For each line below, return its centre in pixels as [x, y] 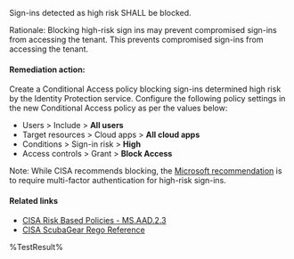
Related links [34, 200]
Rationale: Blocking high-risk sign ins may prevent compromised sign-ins [143, 30]
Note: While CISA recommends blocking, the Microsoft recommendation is [146, 171]
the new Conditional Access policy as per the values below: [118, 108]
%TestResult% [37, 247]
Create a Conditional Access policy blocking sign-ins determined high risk [145, 89]
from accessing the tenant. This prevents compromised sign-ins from [136, 40]
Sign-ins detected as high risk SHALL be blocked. [100, 13]
